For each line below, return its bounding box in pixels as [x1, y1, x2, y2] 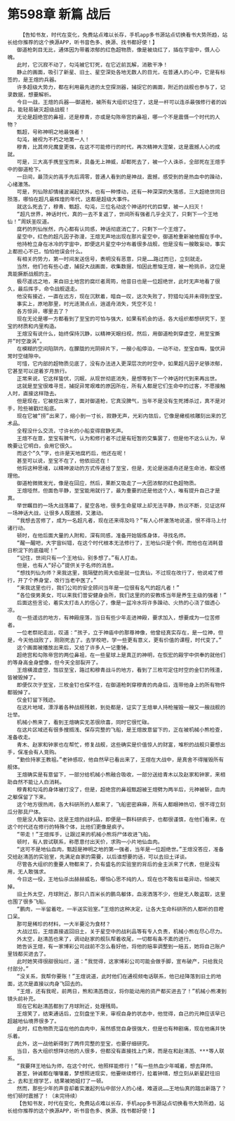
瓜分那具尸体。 [7, 808, 44, 816]
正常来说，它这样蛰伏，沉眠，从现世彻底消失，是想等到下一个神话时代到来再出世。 [16, 375, 221, 382]
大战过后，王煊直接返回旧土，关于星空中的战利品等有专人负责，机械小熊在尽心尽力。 [16, 928, 226, 935]
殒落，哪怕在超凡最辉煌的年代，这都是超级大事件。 [7, 196, 133, 203]
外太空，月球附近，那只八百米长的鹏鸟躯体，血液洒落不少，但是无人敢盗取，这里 [27, 890, 226, 897]
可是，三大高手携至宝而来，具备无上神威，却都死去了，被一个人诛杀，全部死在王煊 [16, 158, 221, 165]
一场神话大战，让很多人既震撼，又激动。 [7, 509, 107, 517]
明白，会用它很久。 [27, 442, 76, 449]
